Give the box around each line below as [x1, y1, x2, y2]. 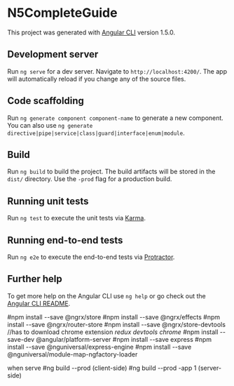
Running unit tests [7, 195, 89, 207]
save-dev [7, 335, 35, 343]
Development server [7, 48, 99, 60]
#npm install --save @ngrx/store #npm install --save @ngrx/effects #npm [7, 312, 221, 321]
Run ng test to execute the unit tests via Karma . [7, 214, 146, 222]
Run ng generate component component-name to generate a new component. [7, 114, 224, 122]
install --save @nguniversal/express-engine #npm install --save [7, 342, 192, 351]
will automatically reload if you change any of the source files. [7, 74, 186, 83]
